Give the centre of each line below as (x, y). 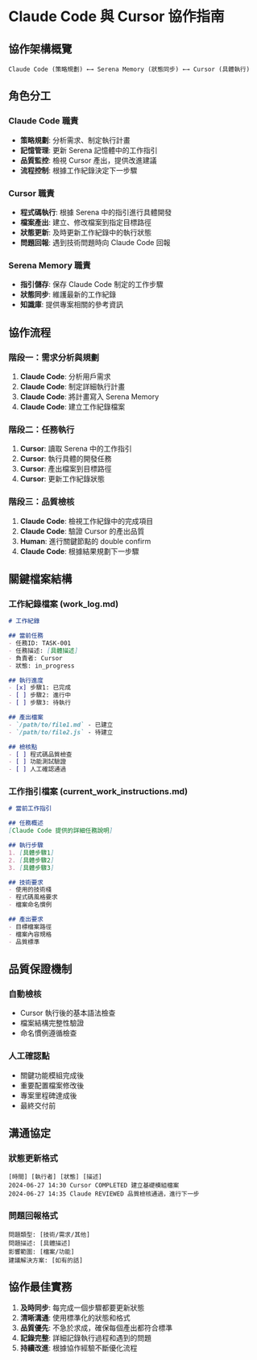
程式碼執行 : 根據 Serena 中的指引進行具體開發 (96, 212)
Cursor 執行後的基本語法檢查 (68, 1013)
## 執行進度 (26, 680)
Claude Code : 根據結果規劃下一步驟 (79, 551)
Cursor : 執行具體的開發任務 (66, 459)
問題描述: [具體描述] (39, 1243)
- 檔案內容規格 (30, 934)
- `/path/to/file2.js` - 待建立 (61, 732)
